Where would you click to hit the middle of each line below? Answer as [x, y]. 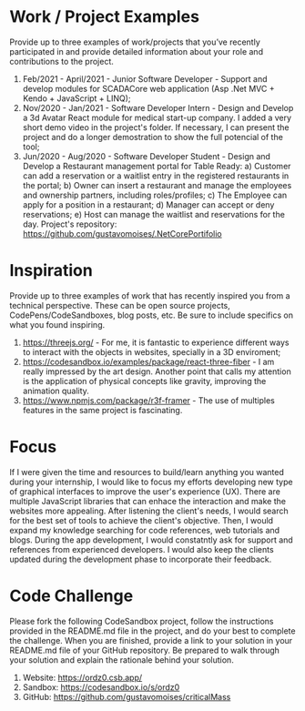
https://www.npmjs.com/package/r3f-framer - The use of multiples [149, 400]
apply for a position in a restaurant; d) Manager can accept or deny [148, 204]
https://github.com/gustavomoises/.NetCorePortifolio [122, 233]
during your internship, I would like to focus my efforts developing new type [151, 482]
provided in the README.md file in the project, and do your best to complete [152, 631]
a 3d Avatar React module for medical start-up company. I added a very [157, 117]
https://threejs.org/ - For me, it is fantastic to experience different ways [156, 342]
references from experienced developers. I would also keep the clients [142, 549]
